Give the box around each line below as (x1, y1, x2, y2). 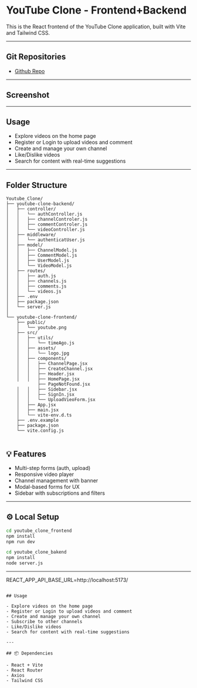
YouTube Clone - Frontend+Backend (6, 4, 187, 17)
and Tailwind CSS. (6, 29, 50, 36)
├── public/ (16, 319, 46, 326)
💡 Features (6, 449, 47, 459)
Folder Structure (6, 180, 67, 190)
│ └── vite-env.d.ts (16, 412, 72, 418)
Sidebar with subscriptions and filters (14, 489, 106, 497)
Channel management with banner (14, 477, 98, 484)
